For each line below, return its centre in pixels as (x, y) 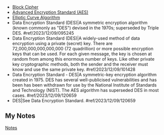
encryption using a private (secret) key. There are (62, 43)
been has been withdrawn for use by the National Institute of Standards (84, 85)
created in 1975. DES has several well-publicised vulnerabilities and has (84, 80)
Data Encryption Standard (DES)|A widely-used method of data (76, 38)
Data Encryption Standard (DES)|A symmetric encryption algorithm (80, 22)
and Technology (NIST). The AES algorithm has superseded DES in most (85, 90)
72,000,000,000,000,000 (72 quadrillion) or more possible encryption (83, 49)
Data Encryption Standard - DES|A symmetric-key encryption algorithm (84, 75)
